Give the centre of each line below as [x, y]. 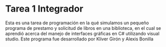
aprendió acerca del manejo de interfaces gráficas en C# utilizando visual [82, 33]
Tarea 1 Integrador [44, 9]
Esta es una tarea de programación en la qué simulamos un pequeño [77, 23]
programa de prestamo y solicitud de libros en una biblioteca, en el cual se [83, 28]
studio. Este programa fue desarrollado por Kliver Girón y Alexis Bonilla [79, 39]
